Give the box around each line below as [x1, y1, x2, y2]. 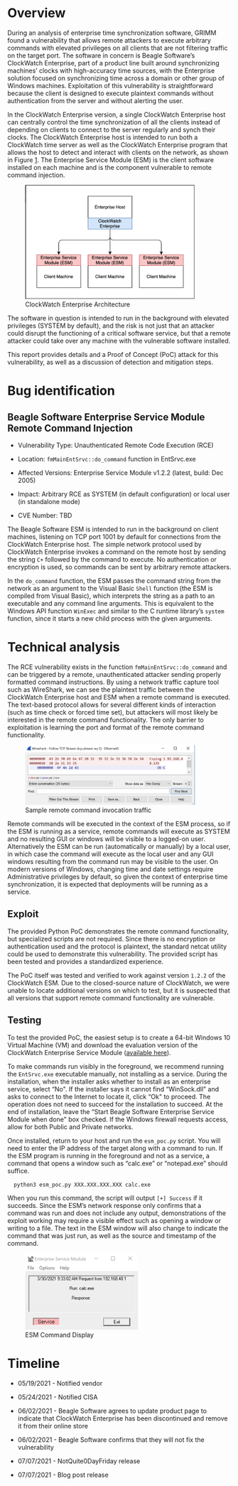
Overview [7, 5, 66, 21]
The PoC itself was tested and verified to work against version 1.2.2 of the [7, 971, 226, 979]
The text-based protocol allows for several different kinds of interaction [7, 700, 217, 709]
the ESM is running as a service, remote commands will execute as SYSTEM [7, 827, 231, 835]
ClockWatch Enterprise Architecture [25, 300, 130, 309]
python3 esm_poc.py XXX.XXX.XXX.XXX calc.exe [13, 1181, 151, 1188]
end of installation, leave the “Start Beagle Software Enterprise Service [7, 1107, 215, 1116]
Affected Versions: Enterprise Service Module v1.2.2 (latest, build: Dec [17, 469, 224, 477]
